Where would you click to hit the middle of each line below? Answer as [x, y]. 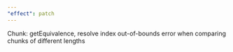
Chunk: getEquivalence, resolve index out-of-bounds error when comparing [116, 33]
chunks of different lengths [46, 41]
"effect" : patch [31, 14]
